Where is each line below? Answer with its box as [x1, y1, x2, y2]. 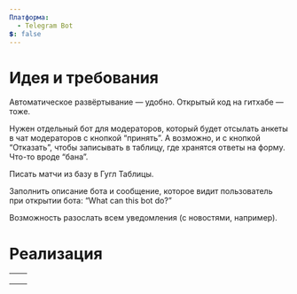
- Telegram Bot [17, 21, 74, 30]
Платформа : [9, 12, 50, 22]
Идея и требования [9, 67, 160, 88]
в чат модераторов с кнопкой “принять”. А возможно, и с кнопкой [9, 133, 262, 143]
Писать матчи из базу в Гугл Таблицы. [9, 169, 154, 180]
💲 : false [9, 29, 42, 38]
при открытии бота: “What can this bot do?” [9, 196, 173, 206]
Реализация [9, 244, 104, 264]
